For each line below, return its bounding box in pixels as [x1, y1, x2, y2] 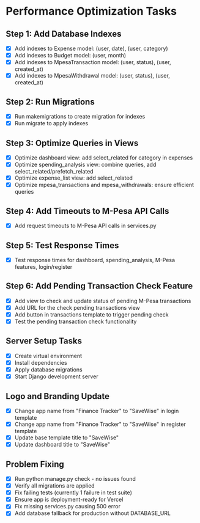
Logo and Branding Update [6, 391, 110, 401]
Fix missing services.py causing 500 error [14, 503, 120, 510]
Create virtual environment [14, 352, 83, 359]
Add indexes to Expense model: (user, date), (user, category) [14, 45, 169, 52]
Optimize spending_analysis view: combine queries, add [14, 161, 157, 169]
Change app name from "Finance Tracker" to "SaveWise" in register [14, 420, 186, 428]
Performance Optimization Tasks [6, 4, 177, 18]
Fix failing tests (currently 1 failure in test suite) [14, 489, 132, 496]
